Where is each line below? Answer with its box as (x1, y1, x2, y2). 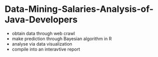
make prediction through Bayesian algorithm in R (11, 36, 112, 42)
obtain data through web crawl (11, 30, 75, 36)
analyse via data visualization (11, 41, 73, 47)
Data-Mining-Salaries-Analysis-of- (4, 3, 154, 15)
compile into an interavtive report (11, 46, 80, 52)
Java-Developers (4, 14, 78, 25)
